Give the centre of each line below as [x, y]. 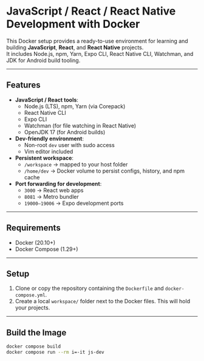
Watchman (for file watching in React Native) [80, 125]
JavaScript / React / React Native [91, 11]
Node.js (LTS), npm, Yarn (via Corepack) [75, 106]
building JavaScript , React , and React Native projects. [75, 47]
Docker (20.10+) [35, 242]
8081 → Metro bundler [51, 196]
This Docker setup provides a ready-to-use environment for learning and [97, 41]
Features [23, 85]
